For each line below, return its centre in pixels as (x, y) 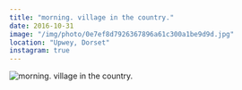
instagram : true (39, 51)
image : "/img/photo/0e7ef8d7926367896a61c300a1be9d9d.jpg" (122, 34)
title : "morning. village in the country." (92, 17)
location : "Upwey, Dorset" (60, 42)
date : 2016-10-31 (42, 26)
